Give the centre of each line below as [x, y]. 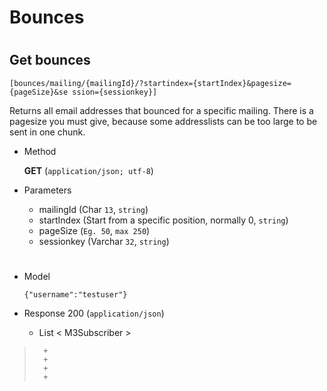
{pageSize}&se [39, 92]
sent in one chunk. [47, 132]
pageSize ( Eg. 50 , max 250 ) [94, 230]
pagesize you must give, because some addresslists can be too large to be [163, 121]
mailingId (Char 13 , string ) [93, 209]
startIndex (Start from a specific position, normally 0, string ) [163, 220]
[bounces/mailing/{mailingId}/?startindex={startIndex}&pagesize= [150, 83]
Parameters [47, 190]
